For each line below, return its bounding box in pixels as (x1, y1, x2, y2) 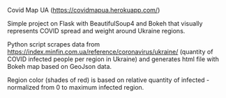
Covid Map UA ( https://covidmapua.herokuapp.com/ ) (7, 6, 160, 14)
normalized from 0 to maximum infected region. (7, 83, 144, 91)
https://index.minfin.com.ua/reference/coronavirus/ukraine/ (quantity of (7, 48, 213, 56)
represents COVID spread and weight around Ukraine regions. (7, 27, 186, 35)
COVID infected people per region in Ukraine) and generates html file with (7, 55, 220, 63)
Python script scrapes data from (7, 40, 100, 48)
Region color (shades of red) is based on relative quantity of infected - (7, 76, 210, 84)
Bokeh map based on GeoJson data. (7, 63, 112, 70)
